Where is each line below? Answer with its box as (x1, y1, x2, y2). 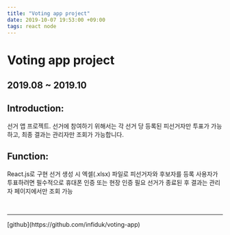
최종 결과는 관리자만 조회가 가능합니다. (21, 130, 125, 138)
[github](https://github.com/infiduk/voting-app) (7, 220, 140, 228)
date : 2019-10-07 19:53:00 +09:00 (7, 16, 106, 23)
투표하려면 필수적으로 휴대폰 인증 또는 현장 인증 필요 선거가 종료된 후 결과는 (7, 178, 208, 186)
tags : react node (7, 23, 57, 29)
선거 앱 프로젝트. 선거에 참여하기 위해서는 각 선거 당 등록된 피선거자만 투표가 (7, 121, 210, 130)
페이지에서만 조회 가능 (14, 186, 73, 195)
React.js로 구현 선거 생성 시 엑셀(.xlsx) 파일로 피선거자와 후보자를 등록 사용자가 (7, 169, 218, 178)
